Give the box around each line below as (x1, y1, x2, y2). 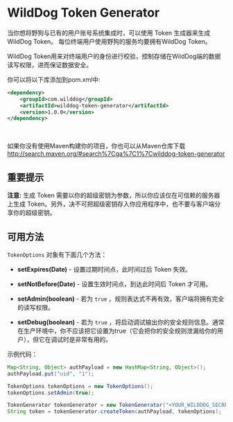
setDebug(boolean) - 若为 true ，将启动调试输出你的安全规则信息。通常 (17, 317, 225, 326)
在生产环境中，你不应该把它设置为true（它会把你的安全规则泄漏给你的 (17, 326, 218, 335)
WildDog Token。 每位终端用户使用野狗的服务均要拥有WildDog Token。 (7, 37, 212, 46)
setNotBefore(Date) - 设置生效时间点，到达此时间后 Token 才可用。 (17, 279, 212, 288)
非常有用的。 (75, 335, 112, 344)
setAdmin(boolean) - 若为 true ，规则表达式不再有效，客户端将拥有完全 (17, 294, 225, 303)
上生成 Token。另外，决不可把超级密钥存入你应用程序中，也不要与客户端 (7, 200, 215, 209)
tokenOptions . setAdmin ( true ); (7, 389, 95, 396)
